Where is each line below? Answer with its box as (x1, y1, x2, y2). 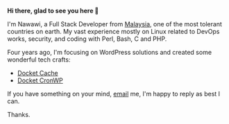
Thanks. (7, 111, 31, 118)
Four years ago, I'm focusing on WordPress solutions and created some (7, 48, 212, 56)
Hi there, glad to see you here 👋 (7, 7, 99, 15)
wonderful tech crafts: (7, 55, 71, 64)
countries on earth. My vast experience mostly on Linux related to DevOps (7, 28, 220, 35)
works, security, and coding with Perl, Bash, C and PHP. (7, 35, 167, 43)
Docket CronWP (17, 76, 64, 85)
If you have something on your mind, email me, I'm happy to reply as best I (7, 90, 221, 98)
